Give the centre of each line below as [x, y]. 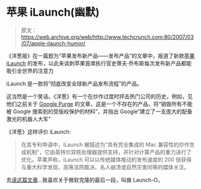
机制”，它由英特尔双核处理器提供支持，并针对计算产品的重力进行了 [109, 152]
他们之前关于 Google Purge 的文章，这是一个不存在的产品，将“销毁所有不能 [100, 104]
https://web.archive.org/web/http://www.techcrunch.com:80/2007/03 [107, 37]
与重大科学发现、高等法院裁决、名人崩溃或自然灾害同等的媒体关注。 [105, 167]
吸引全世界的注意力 [30, 70]
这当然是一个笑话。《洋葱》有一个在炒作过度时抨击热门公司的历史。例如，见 [100, 96]
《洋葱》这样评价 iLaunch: [38, 132]
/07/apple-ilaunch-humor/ [53, 43]
